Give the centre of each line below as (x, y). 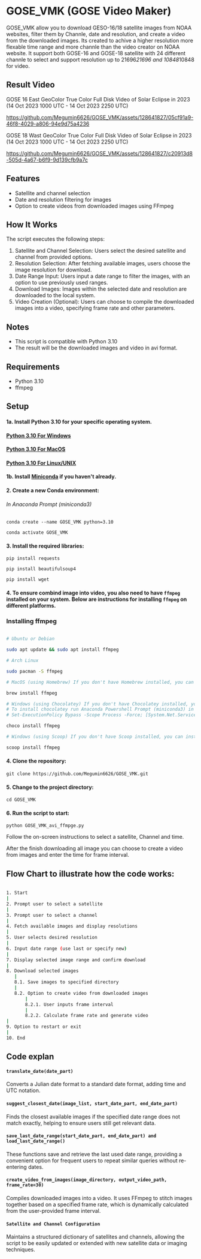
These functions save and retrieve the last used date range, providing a (94, 1154)
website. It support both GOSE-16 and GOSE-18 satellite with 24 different (96, 53)
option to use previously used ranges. (61, 283)
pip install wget (28, 580)
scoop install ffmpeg (33, 747)
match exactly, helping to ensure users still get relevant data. (81, 1123)
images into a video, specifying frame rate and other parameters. (95, 308)
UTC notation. (23, 1090)
